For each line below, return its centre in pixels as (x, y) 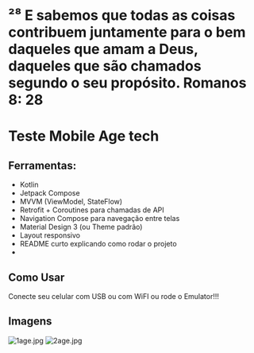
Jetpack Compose (50, 193)
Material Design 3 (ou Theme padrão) (81, 227)
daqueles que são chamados (105, 66)
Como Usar (37, 277)
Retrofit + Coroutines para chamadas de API (92, 210)
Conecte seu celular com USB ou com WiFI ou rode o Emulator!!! (114, 296)
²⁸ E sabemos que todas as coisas (122, 16)
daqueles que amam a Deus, (103, 49)
